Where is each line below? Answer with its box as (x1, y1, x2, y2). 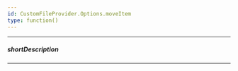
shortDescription (7, 45, 59, 53)
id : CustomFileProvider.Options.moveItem (7, 10, 132, 18)
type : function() (7, 17, 59, 24)
